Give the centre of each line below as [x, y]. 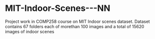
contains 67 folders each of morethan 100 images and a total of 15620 [75, 26]
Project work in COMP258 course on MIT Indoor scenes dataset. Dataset [77, 21]
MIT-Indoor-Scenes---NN [58, 8]
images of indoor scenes [30, 31]
